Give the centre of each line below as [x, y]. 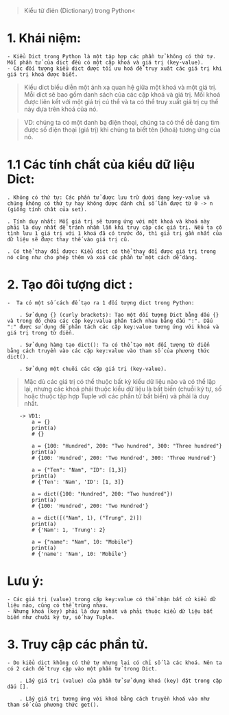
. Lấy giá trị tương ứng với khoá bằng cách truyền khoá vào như [115, 699]
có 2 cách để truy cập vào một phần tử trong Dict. [82, 668]
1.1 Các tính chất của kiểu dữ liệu [101, 165]
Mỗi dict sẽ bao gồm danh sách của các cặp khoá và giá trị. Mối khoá [122, 94]
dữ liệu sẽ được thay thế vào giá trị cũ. [69, 239]
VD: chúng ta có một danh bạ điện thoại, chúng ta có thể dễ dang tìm [121, 122]
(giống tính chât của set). [47, 209]
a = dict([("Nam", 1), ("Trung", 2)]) [87, 518]
